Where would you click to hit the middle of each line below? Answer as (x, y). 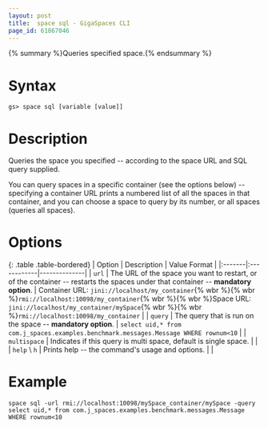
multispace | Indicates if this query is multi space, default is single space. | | (133, 342)
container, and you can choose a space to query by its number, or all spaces (134, 202)
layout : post (30, 16)
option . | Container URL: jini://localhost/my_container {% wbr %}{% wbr (132, 290)
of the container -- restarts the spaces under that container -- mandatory (130, 282)
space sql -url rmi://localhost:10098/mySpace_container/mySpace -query (132, 404)
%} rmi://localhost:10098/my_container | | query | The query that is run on (131, 316)
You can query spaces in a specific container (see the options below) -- (127, 185)
